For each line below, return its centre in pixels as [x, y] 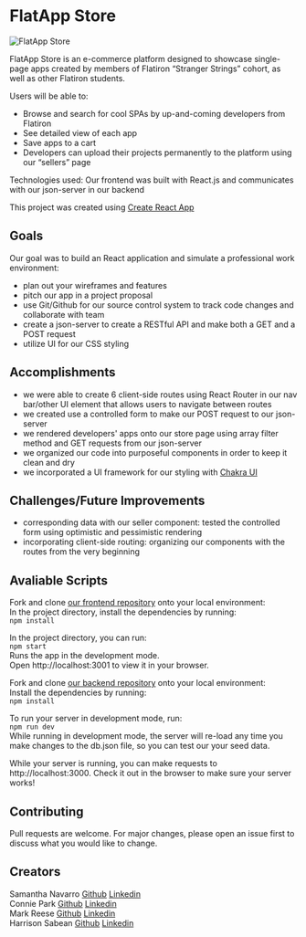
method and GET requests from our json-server [112, 443]
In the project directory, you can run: [78, 638]
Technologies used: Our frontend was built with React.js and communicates [152, 180]
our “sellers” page [57, 162]
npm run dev [32, 727]
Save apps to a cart [59, 142]
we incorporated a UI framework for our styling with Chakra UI [140, 472]
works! [22, 783]
